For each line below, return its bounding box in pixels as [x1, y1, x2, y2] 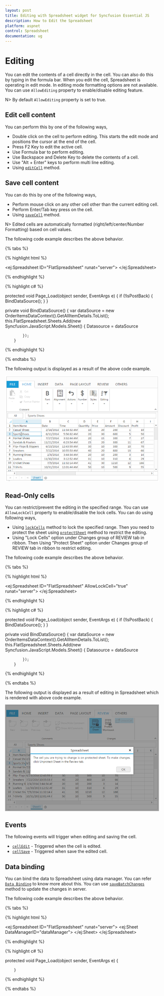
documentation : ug [5, 34, 42, 39]
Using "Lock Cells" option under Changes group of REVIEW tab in [12, 535, 144, 541]
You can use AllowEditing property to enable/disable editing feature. [5, 87, 144, 93]
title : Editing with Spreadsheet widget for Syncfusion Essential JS [5, 13, 150, 18]
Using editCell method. [12, 165, 61, 170]
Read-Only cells [5, 491, 55, 499]
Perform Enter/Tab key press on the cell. [12, 206, 94, 213]
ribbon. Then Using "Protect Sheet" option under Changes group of [12, 540, 148, 546]
